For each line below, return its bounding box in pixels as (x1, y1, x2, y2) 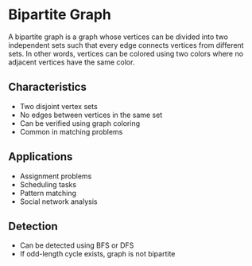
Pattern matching (19, 188, 77, 198)
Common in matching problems (19, 127, 123, 136)
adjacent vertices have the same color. (8, 57, 135, 67)
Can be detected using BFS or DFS (19, 241, 134, 250)
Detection (8, 219, 58, 233)
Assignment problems (19, 171, 92, 181)
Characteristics (8, 80, 87, 94)
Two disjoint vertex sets (19, 101, 98, 111)
